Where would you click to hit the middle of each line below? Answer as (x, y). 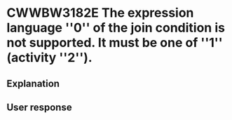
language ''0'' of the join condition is (116, 28)
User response (39, 107)
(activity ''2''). (49, 58)
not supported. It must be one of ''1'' (115, 43)
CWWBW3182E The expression (100, 13)
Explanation (33, 83)
